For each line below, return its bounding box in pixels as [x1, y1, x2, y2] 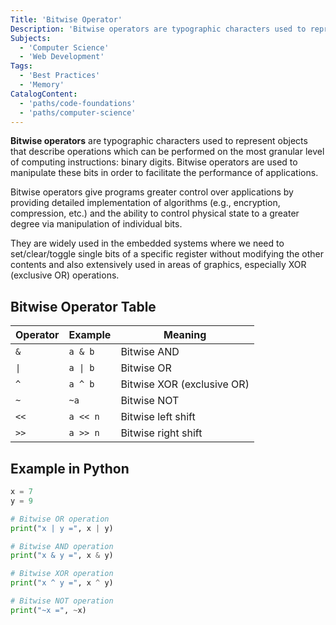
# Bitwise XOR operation [10, 569, 114, 579]
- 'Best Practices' [19, 71, 101, 81]
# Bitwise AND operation [10, 541, 114, 551]
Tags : [10, 61, 33, 71]
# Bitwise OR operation [10, 514, 110, 524]
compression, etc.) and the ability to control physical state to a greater [10, 207, 300, 220]
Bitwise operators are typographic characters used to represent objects [10, 135, 308, 147]
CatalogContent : [10, 89, 78, 99]
